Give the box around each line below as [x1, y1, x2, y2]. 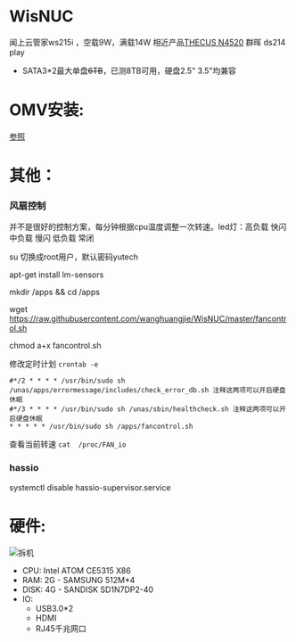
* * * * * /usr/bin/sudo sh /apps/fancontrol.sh [9, 422, 193, 432]
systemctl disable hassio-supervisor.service [9, 481, 171, 492]
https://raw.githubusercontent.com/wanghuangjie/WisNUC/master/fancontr [9, 314, 287, 325]
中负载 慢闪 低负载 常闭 [9, 233, 95, 243]
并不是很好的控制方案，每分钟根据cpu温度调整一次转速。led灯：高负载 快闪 [9, 221, 287, 233]
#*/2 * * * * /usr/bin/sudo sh [9, 376, 126, 385]
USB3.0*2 [35, 603, 74, 613]
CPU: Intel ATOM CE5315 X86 [21, 564, 131, 576]
